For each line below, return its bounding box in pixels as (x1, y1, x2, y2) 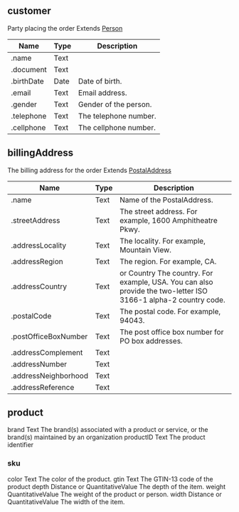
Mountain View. (119, 245, 172, 255)
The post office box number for (119, 327, 224, 337)
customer (7, 5, 51, 17)
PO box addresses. (119, 336, 183, 346)
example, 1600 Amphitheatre (119, 215, 218, 225)
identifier (7, 441, 34, 449)
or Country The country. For (119, 268, 213, 278)
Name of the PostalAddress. (119, 195, 213, 205)
